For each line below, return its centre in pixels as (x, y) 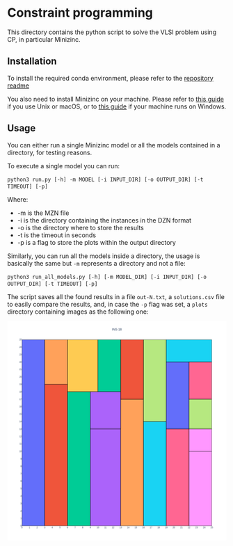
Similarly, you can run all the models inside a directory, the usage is (104, 256)
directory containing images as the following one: (78, 312)
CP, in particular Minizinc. (44, 39)
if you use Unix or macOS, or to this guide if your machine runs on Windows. (117, 106)
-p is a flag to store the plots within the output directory (96, 242)
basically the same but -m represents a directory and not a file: (96, 263)
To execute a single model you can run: (64, 166)
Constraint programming (80, 13)
